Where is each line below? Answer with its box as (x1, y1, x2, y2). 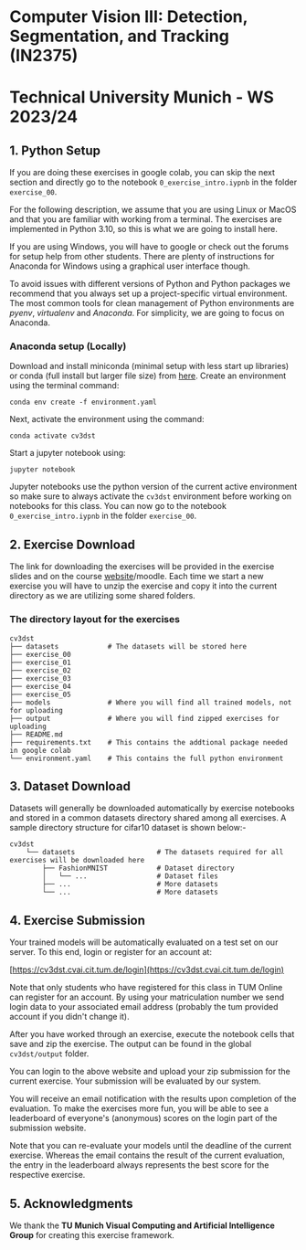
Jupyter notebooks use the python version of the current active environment (9, 482, 298, 493)
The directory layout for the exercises (9, 613, 181, 626)
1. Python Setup (9, 143, 101, 158)
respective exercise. (9, 1170, 86, 1181)
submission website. (9, 1122, 87, 1134)
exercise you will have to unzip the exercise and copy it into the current (9, 580, 278, 591)
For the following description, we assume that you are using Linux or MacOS (9, 204, 297, 216)
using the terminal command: (9, 380, 120, 391)
